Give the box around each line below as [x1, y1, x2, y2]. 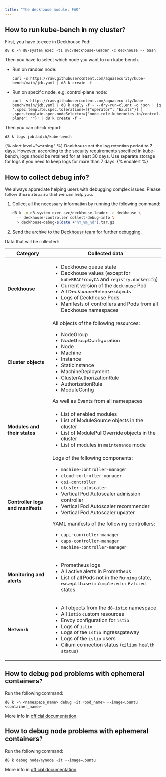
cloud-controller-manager [61, 473, 122, 478]
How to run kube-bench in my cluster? [5, 26, 126, 34]
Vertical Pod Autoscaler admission [61, 490, 141, 497]
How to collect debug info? [5, 173, 90, 181]
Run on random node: [12, 66, 57, 72]
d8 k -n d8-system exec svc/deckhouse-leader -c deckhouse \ [12, 211, 141, 216]
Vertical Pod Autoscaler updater [61, 509, 135, 516]
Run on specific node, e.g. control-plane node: [12, 89, 108, 95]
